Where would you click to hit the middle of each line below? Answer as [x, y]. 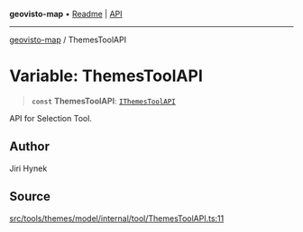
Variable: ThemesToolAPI [106, 76]
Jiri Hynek [28, 168]
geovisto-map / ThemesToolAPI [68, 40]
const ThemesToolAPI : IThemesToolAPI [103, 101]
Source [30, 196]
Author [29, 147]
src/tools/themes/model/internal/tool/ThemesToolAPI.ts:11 [117, 218]
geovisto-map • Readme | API [66, 14]
